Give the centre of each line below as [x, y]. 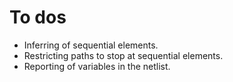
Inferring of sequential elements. [91, 45]
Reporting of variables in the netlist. [97, 66]
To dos [38, 17]
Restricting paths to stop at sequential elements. [123, 55]
